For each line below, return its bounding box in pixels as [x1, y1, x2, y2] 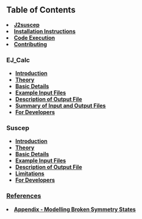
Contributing [14, 40, 48, 48]
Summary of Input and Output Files [15, 102, 106, 109]
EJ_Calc [6, 56, 30, 64]
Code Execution [14, 34, 55, 41]
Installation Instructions [14, 27, 76, 35]
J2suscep [14, 21, 40, 28]
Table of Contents [6, 5, 76, 15]
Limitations [15, 170, 44, 178]
